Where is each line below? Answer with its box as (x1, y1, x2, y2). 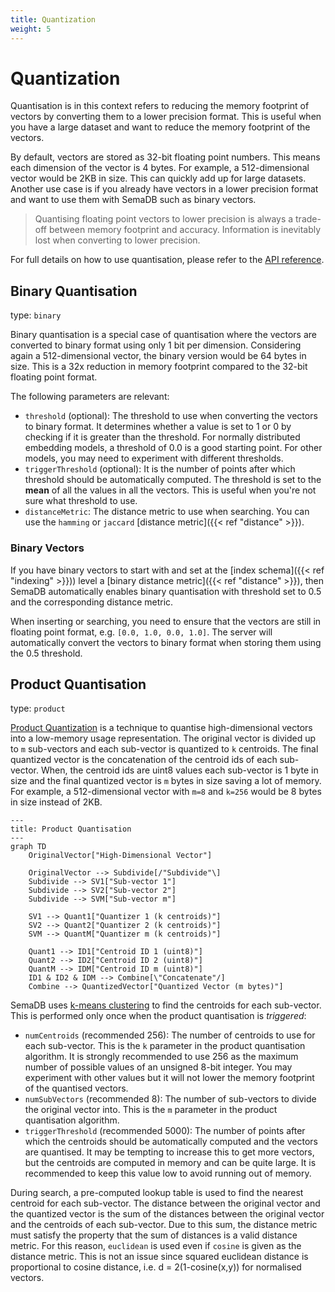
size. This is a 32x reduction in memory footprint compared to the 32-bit (10, 361, 308, 373)
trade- (295, 213, 322, 225)
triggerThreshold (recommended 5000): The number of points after (24, 1125, 306, 1137)
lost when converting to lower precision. (34, 234, 201, 246)
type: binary (10, 309, 62, 321)
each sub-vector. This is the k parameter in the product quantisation (24, 1040, 306, 1052)
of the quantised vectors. (24, 1082, 129, 1095)
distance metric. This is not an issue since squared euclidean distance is (10, 1251, 309, 1263)
